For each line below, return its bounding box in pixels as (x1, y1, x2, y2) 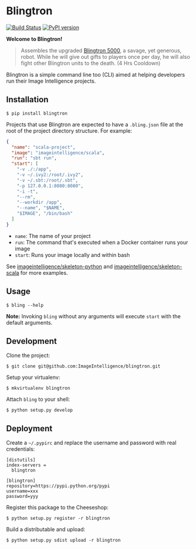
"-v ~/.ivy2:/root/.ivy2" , (17, 172, 84, 178)
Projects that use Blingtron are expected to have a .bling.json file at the (6, 121, 184, 128)
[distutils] (6, 457, 36, 463)
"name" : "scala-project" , (11, 144, 76, 150)
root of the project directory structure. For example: (6, 127, 132, 134)
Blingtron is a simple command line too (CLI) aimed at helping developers (6, 71, 185, 78)
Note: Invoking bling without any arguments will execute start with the (6, 312, 181, 319)
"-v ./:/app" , (17, 167, 52, 172)
